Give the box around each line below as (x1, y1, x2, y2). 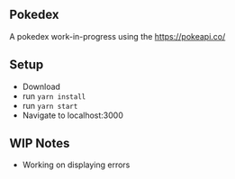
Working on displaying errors (22, 159, 131, 170)
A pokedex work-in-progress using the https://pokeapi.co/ (9, 31, 226, 41)
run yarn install (22, 90, 86, 102)
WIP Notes (9, 136, 70, 151)
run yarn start (22, 100, 78, 111)
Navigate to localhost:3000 (22, 110, 124, 121)
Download (22, 81, 61, 92)
